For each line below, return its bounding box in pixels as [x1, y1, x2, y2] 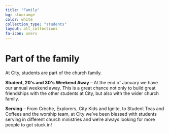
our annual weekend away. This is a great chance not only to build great [5, 85, 156, 91]
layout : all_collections [5, 26, 58, 31]
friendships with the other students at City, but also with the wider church [5, 90, 159, 96]
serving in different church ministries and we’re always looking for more [5, 116, 155, 122]
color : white [5, 17, 33, 22]
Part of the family [5, 53, 80, 64]
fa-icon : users [5, 31, 38, 36]
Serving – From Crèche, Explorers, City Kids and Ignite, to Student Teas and [5, 105, 164, 112]
